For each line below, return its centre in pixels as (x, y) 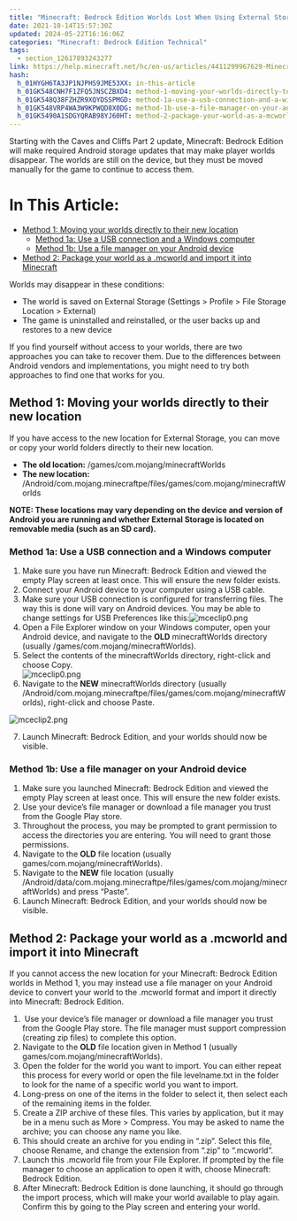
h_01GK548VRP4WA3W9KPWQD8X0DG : (75, 108)
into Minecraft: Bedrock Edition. (67, 1002)
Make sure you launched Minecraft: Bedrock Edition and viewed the (145, 788)
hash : (19, 75)
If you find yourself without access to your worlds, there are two (126, 347)
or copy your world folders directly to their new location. (111, 447)
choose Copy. (47, 665)
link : (19, 67)
